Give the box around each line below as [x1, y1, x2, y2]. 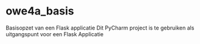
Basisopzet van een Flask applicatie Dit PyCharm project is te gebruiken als [5, 24, 195, 31]
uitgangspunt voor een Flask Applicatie [5, 30, 104, 37]
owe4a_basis [5, 4, 74, 18]
